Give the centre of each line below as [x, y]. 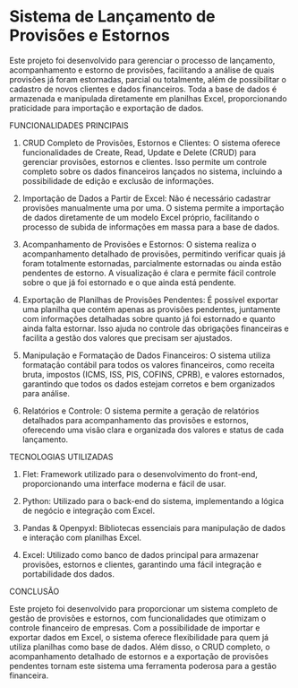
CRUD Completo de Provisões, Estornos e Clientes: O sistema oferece [151, 143]
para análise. [46, 393]
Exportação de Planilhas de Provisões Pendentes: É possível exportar [150, 300]
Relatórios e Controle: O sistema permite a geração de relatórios [140, 411]
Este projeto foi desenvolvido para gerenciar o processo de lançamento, [142, 60]
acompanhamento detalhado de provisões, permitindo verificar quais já [154, 254]
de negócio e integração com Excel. [88, 510]
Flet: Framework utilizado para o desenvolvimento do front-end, [140, 474]
